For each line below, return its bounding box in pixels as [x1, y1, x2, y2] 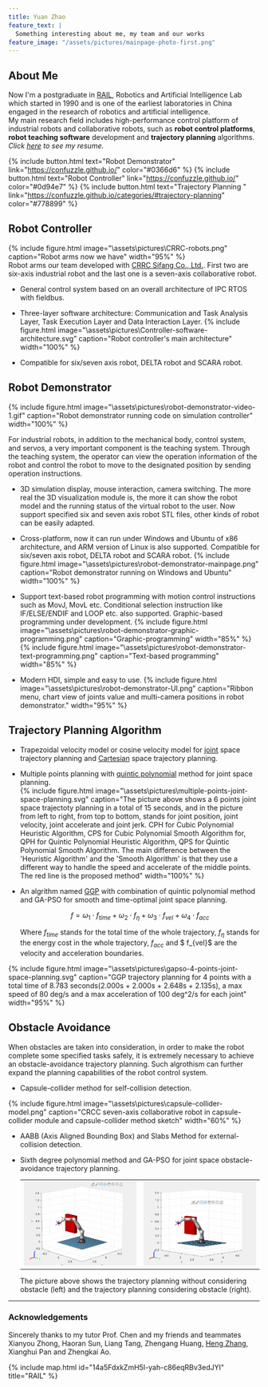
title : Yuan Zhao [8, 13, 66, 21]
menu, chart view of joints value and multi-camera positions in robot [19, 692, 245, 701]
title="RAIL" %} [8, 1371, 58, 1381]
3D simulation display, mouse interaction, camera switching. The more [19, 484, 251, 493]
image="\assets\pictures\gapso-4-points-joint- [83, 963, 238, 973]
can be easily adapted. [19, 518, 95, 528]
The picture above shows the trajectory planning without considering [19, 1276, 247, 1285]
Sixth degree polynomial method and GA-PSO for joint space [19, 1155, 219, 1165]
